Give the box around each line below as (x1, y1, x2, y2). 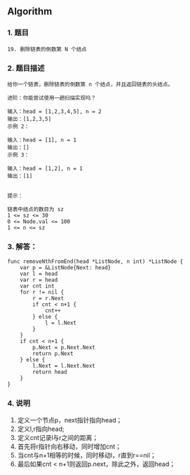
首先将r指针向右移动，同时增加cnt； (17, 442, 121, 450)
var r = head (20, 276, 58, 283)
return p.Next (32, 350, 74, 357)
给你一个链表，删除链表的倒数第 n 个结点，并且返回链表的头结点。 (7, 81, 174, 88)
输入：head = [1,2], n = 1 (7, 165, 83, 172)
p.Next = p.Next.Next (32, 344, 96, 352)
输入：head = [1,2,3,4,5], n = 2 (7, 108, 102, 115)
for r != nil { (20, 289, 65, 296)
